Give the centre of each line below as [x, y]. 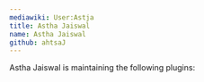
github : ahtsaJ [38, 42]
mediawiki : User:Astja [52, 17]
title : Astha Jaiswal [50, 26]
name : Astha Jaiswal [48, 34]
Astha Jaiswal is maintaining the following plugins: [102, 68]
